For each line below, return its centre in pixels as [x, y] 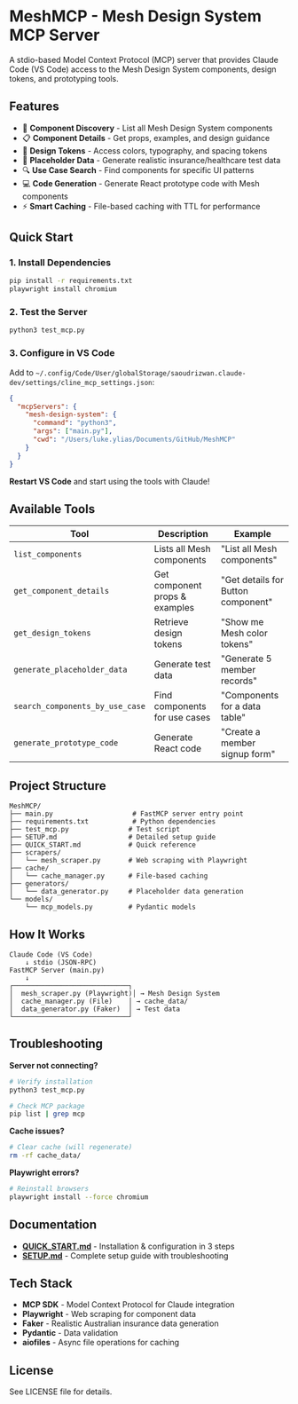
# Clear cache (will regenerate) [71, 1148]
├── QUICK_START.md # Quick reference [103, 845]
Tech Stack [41, 1283]
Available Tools [52, 509]
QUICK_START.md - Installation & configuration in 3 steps [128, 1246]
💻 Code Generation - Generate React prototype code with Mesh [141, 183]
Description [183, 534]
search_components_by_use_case [80, 706]
